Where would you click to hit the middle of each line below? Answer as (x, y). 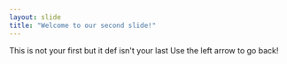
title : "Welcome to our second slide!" (83, 25)
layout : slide (35, 17)
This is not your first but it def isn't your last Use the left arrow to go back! (144, 50)
